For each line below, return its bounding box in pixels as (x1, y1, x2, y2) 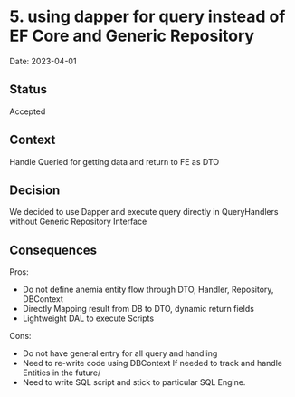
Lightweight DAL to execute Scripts (22, 313, 155, 324)
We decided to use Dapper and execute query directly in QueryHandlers (9, 207, 279, 218)
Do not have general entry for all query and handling (22, 348, 218, 359)
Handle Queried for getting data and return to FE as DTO (9, 156, 220, 167)
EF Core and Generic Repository (9, 25, 255, 46)
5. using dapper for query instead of (9, 6, 286, 27)
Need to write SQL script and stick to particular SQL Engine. (22, 377, 246, 388)
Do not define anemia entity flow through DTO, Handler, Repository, (22, 284, 274, 295)
